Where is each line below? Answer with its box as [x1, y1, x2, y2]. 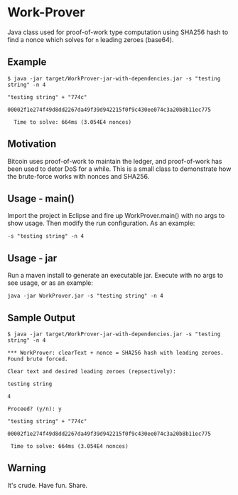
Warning [7, 462, 46, 474]
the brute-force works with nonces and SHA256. [7, 172, 150, 180]
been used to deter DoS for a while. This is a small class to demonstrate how [7, 165, 232, 173]
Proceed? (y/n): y [7, 405, 62, 412]
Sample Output [7, 311, 76, 324]
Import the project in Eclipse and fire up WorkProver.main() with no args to [7, 212, 225, 220]
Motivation [7, 138, 57, 150]
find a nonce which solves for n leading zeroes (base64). [7, 35, 174, 43]
